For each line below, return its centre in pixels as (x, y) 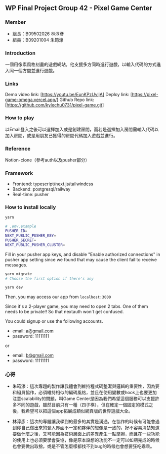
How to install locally (31, 207)
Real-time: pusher (30, 195)
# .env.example (21, 227)
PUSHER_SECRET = (21, 240)
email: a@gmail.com (33, 331)
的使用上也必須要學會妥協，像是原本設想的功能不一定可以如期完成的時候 (86, 440)
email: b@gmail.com (33, 355)
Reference (18, 149)
